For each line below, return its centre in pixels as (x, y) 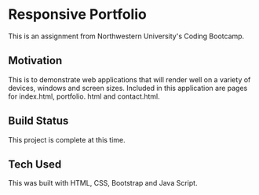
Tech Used (35, 164)
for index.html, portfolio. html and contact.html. (84, 96)
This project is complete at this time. (67, 139)
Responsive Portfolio (77, 14)
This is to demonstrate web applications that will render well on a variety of (129, 79)
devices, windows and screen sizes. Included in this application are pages (128, 88)
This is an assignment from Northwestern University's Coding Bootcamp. (126, 36)
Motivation (35, 61)
